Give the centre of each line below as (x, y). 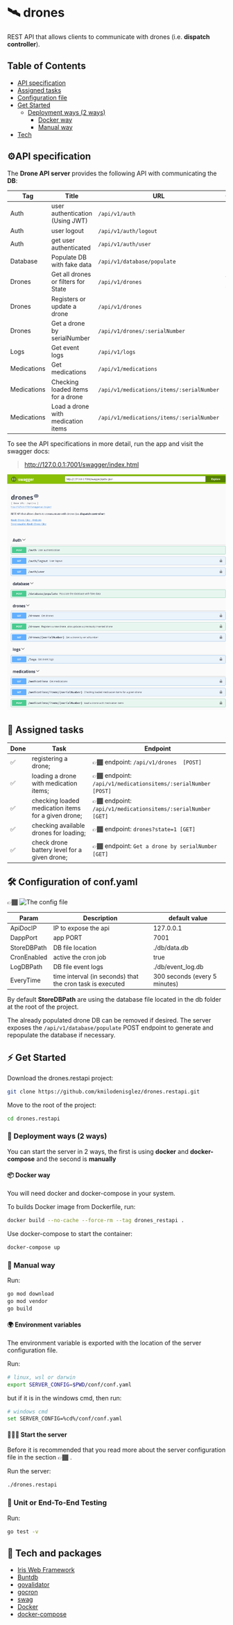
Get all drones (71, 274)
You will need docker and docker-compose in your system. (91, 1193)
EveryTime (25, 980)
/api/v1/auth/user (124, 245)
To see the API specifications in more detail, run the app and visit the (105, 444)
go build (20, 1308)
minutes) (166, 984)
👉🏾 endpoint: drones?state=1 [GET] (144, 828)
